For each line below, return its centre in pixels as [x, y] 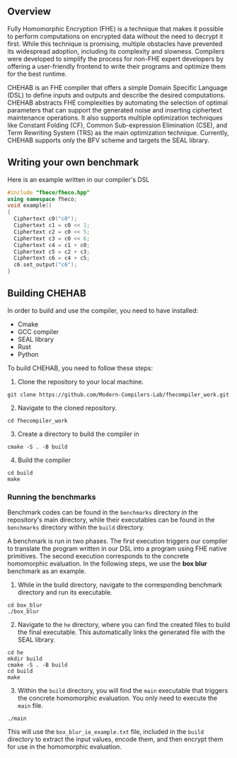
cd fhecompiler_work [38, 420]
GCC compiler [38, 331]
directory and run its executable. [65, 592]
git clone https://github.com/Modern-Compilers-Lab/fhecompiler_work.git [118, 395]
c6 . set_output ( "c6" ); [46, 265]
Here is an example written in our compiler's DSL [79, 179]
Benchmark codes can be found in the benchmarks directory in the [103, 512]
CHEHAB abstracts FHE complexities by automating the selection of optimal [118, 103]
